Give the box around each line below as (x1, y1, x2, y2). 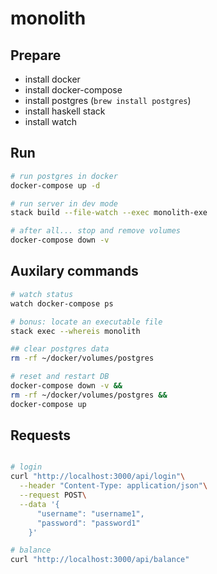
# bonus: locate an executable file (10, 317, 163, 327)
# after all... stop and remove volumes (10, 226, 182, 236)
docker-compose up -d (10, 180, 101, 191)
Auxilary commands (10, 263, 139, 280)
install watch (24, 116, 78, 127)
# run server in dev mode (10, 198, 118, 209)
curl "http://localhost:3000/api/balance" (10, 555, 190, 565)
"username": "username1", (36, 508, 145, 519)
